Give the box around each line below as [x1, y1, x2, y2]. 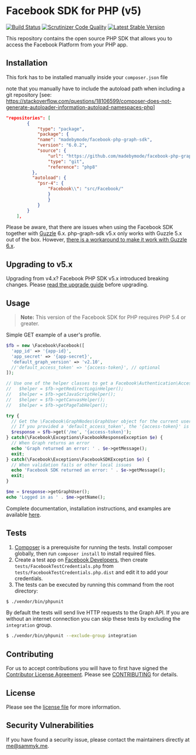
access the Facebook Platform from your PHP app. [6, 41, 128, 48]
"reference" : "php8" [47, 164, 98, 170]
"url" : [47, 153, 64, 159]
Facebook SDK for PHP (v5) [6, 4, 142, 18]
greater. [20, 320, 40, 327]
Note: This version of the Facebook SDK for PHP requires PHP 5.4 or [20, 314, 186, 321]
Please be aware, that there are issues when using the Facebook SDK [6, 224, 173, 231]
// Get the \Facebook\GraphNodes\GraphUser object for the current [11, 418, 179, 424]
